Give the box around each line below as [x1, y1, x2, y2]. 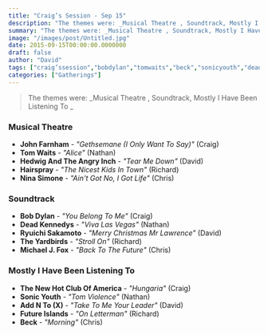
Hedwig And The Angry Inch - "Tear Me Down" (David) [19, 156, 204, 166]
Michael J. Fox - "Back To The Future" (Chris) [19, 245, 171, 255]
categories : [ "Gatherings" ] [8, 71, 102, 79]
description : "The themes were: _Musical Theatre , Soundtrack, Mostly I [8, 19, 259, 27]
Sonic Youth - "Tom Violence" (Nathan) [19, 292, 151, 301]
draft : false [8, 49, 52, 57]
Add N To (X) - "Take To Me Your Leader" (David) [19, 300, 183, 309]
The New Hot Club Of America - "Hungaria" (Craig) [19, 283, 191, 293]
